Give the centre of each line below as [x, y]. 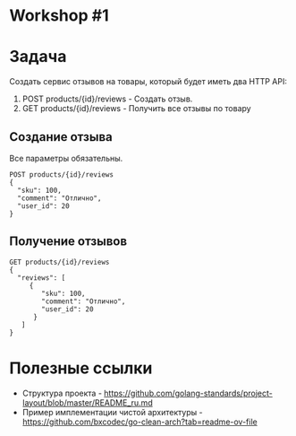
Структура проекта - [62, 393]
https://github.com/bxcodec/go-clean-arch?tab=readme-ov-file [140, 422]
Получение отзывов [68, 242]
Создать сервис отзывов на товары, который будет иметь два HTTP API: [148, 82]
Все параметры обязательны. [66, 158]
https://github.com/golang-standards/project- [188, 393]
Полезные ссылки [81, 368]
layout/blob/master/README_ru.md [88, 402]
